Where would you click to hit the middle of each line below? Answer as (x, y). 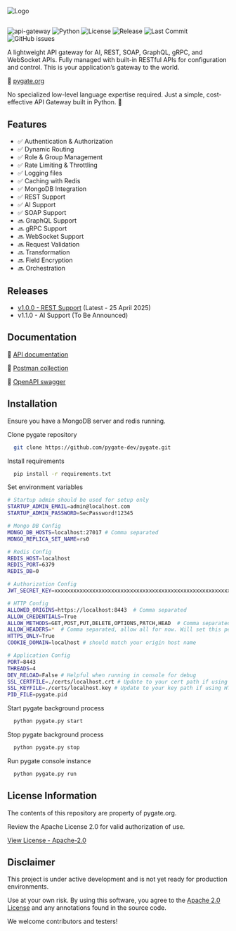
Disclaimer (31, 862)
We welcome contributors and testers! (63, 921)
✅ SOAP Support (42, 213)
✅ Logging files (40, 173)
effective (20, 102)
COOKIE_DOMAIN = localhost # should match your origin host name (102, 643)
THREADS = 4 (22, 668)
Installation (32, 404)
